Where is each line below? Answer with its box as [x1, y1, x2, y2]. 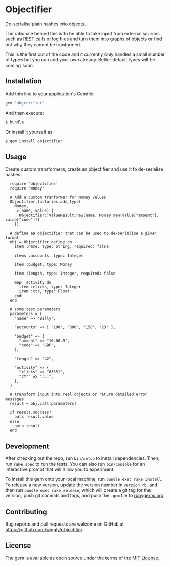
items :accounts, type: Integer [14, 253, 83, 258]
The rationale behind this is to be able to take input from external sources [5, 30, 160, 36]
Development [5, 442, 50, 450]
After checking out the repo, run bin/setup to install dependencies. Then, [5, 455, 160, 462]
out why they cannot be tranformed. [5, 41, 81, 47]
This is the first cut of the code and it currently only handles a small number [5, 51, 165, 57]
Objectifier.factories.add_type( [10, 199, 81, 204]
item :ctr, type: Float [18, 289, 70, 294]
